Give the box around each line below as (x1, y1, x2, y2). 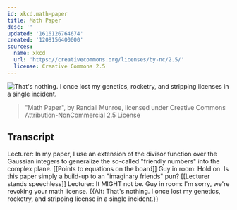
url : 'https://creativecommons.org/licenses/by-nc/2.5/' (13, 56, 185, 63)
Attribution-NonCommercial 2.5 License (24, 111, 141, 119)
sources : (7, 43, 33, 50)
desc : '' (7, 23, 33, 30)
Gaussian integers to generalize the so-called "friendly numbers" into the (7, 157, 220, 166)
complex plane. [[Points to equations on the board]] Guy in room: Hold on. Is (7, 165, 229, 173)
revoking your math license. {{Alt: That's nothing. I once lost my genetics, (7, 187, 221, 196)
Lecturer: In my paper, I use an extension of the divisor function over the (7, 149, 217, 159)
